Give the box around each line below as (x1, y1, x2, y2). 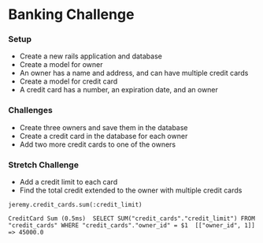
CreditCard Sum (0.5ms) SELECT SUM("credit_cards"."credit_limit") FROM (8, 215, 256, 222)
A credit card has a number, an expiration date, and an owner (19, 85, 219, 95)
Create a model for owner (19, 60, 103, 69)
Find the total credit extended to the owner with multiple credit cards (19, 185, 243, 195)
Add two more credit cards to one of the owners (19, 140, 176, 149)
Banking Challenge (8, 6, 135, 24)
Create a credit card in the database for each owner (19, 131, 188, 140)
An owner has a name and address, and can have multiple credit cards (19, 69, 249, 78)
